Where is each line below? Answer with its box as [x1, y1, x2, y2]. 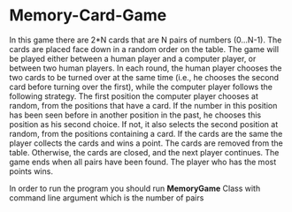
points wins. [9, 165, 53, 177]
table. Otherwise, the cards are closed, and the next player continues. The [9, 147, 280, 157]
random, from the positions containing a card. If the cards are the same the [9, 128, 283, 139]
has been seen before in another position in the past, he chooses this [9, 110, 262, 120]
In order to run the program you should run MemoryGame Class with [9, 183, 261, 193]
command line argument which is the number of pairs [9, 192, 204, 203]
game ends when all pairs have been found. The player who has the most [9, 156, 277, 167]
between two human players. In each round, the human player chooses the [9, 63, 282, 73]
